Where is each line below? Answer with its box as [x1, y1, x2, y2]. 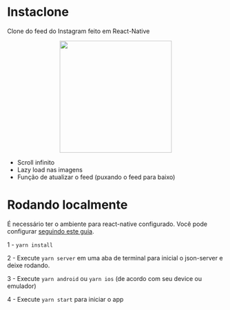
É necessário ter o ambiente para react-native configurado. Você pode [7, 220, 208, 228]
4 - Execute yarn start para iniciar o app [7, 295, 124, 303]
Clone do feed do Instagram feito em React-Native [7, 27, 150, 35]
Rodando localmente [7, 197, 128, 213]
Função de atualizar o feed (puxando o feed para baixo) [17, 173, 176, 181]
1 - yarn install [7, 240, 53, 249]
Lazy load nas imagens [17, 165, 83, 174]
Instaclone [7, 4, 69, 20]
